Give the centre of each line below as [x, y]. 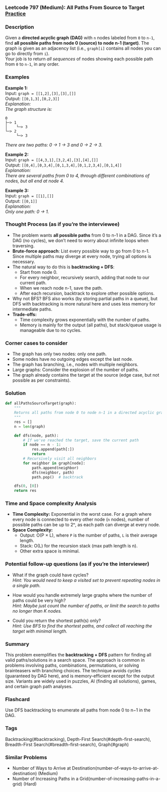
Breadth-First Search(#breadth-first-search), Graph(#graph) [67, 744]
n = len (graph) [30, 426]
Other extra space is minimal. [50, 551]
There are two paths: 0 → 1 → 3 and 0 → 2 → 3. [54, 145]
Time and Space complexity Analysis [51, 503]
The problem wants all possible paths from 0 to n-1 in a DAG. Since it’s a [87, 235]
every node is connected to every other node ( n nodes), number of [81, 519]
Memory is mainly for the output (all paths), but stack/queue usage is [90, 325]
